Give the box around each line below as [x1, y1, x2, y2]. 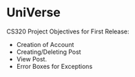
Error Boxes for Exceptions [16, 62, 93, 70]
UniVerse [6, 5, 61, 20]
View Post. [16, 55, 48, 63]
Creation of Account [16, 40, 74, 48]
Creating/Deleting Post [16, 48, 81, 56]
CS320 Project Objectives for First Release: [6, 27, 129, 35]
